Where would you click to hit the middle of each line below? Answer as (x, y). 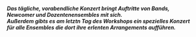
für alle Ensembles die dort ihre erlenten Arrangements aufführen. (91, 27)
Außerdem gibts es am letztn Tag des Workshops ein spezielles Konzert (99, 21)
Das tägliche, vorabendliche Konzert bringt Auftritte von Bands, (88, 8)
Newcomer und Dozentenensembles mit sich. (65, 14)
